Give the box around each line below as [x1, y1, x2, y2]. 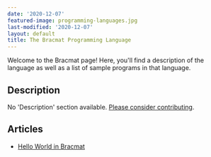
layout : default [7, 30, 55, 37]
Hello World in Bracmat [17, 142, 85, 151]
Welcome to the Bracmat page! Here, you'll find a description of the [7, 56, 205, 64]
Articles [7, 123, 44, 135]
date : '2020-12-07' [7, 10, 65, 18]
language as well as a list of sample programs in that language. [7, 64, 191, 72]
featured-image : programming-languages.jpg [7, 17, 138, 24]
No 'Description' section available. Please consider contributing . [7, 103, 195, 111]
